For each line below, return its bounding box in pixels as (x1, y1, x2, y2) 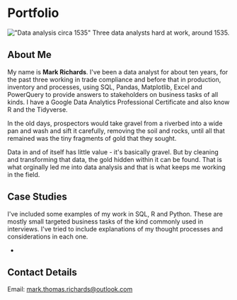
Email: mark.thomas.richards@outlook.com (7, 285, 133, 294)
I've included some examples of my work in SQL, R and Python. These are (7, 209, 223, 218)
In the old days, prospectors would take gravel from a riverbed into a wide (7, 119, 223, 127)
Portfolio (7, 5, 59, 21)
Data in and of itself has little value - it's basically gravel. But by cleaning (7, 147, 219, 156)
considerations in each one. (7, 232, 88, 241)
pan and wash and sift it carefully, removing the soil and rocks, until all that (7, 126, 225, 135)
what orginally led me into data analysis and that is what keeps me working (7, 163, 226, 171)
